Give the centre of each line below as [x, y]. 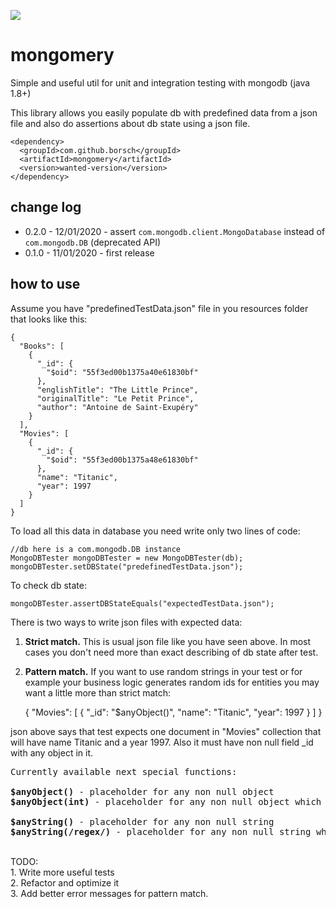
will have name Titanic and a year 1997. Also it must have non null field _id [162, 742]
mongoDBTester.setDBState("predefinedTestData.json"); [127, 566]
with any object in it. [52, 752]
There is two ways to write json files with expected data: [126, 622]
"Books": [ [42, 346]
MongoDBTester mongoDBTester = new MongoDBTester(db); [127, 558]
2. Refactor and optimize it [65, 882]
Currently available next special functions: [124, 771]
